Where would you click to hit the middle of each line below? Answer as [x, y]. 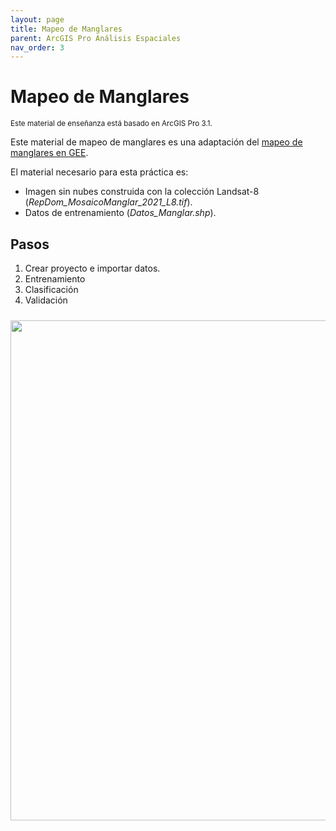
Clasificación [51, 289]
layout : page [37, 19]
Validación [46, 300]
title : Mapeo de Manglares [66, 29]
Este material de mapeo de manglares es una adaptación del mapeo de [156, 142]
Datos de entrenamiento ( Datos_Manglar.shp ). [120, 213]
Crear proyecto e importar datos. [92, 268]
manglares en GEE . [49, 153]
